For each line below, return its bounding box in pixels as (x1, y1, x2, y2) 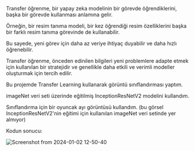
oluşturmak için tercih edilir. (6, 70, 73, 76)
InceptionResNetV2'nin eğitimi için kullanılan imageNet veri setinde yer (6, 110, 176, 117)
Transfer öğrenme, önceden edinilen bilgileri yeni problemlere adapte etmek (6, 58, 189, 64)
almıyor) (6, 116, 26, 123)
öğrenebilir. (6, 46, 33, 53)
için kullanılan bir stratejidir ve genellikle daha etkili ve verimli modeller (6, 64, 175, 71)
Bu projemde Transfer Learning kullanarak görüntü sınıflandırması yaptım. (6, 81, 183, 88)
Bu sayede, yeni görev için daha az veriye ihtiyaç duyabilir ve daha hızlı (6, 40, 177, 47)
